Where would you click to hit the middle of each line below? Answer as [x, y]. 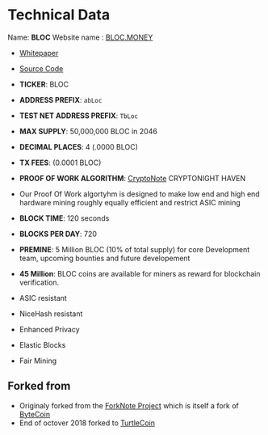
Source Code [41, 68]
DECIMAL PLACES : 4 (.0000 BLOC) [79, 146]
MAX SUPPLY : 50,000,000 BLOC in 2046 [88, 131]
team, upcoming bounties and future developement [105, 258]
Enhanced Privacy [49, 329]
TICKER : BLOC [44, 84]
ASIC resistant [43, 298]
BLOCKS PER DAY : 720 [58, 234]
